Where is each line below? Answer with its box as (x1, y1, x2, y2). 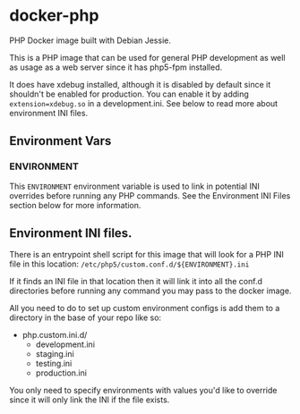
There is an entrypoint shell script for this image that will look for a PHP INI (9, 249, 284, 260)
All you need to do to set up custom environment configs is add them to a (9, 303, 280, 314)
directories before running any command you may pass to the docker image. (9, 285, 292, 296)
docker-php (9, 5, 99, 26)
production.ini (35, 368, 88, 378)
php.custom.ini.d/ (21, 330, 88, 341)
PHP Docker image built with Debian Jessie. (9, 35, 172, 46)
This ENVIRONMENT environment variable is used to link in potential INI (9, 181, 260, 191)
